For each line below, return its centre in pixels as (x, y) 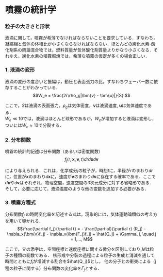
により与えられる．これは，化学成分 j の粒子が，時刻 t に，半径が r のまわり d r (79, 171)
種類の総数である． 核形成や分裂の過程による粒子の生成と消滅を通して (84, 255)
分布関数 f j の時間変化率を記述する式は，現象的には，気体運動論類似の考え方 (81, 215)
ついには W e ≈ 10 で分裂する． (34, 126)
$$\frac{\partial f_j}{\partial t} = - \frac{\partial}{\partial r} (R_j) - (81, 229)
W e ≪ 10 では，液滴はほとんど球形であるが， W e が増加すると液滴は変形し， (81, 119)
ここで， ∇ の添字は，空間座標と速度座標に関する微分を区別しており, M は (78, 249)
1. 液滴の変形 (20, 70)
